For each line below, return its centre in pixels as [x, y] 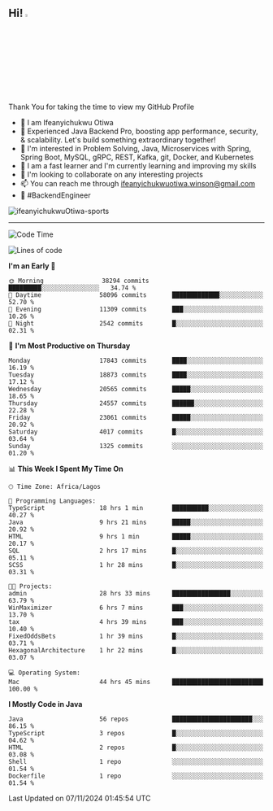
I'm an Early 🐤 [32, 266]
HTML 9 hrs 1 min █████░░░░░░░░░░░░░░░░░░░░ [136, 536]
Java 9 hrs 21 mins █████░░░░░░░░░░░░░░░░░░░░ [136, 522]
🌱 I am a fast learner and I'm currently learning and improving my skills [138, 165]
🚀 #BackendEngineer [55, 195]
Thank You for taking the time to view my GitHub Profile [102, 107]
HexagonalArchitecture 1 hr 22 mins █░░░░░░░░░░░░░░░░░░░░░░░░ [136, 650]
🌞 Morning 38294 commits [79, 281]
